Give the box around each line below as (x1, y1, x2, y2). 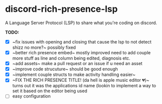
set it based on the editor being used (12, 88, 87, 94)
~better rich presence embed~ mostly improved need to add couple (12, 50, 151, 55)
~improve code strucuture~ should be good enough (12, 66, 119, 72)
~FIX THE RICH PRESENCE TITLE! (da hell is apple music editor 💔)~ (12, 77, 150, 83)
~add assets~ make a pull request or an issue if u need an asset (12, 61, 143, 67)
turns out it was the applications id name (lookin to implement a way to (12, 83, 157, 89)
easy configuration (12, 93, 51, 99)
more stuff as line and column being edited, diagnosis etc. (12, 55, 131, 61)
